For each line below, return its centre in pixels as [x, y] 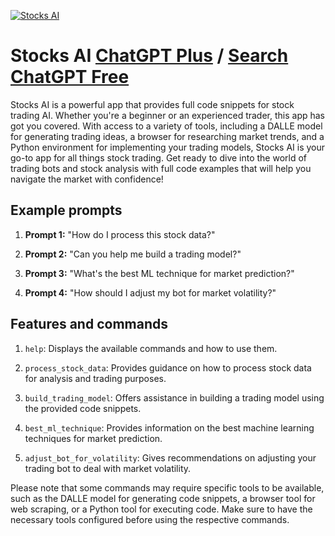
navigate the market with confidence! [87, 179]
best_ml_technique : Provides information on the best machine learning [169, 427]
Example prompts [66, 210]
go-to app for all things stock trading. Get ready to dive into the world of [159, 157]
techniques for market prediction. [93, 438]
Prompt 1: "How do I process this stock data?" [120, 234]
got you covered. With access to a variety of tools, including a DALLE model [166, 126]
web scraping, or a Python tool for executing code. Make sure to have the [161, 509]
